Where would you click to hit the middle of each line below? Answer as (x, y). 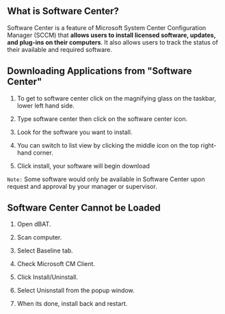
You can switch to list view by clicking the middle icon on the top (108, 145)
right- (209, 145)
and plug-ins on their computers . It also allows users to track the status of (113, 42)
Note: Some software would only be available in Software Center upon (106, 179)
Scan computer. (39, 237)
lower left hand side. (46, 105)
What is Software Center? (63, 11)
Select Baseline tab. (45, 251)
